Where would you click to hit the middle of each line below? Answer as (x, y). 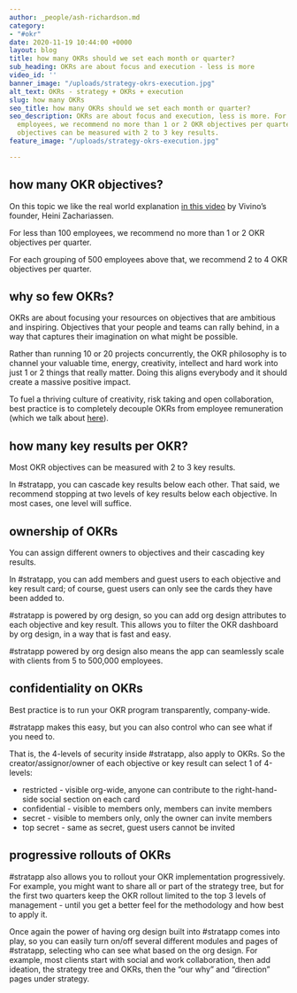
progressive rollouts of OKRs (90, 855)
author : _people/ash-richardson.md (75, 17)
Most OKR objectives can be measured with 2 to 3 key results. (122, 467)
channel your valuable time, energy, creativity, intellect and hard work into (144, 364)
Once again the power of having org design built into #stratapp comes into (145, 931)
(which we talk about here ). (59, 418)
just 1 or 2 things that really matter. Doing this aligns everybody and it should (148, 372)
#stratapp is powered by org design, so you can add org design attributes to (148, 615)
